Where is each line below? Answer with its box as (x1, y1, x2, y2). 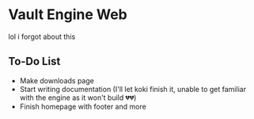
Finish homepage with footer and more (19, 102, 146, 111)
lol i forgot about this (8, 32, 76, 41)
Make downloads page (19, 75, 95, 85)
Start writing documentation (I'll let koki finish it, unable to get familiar (19, 84, 247, 94)
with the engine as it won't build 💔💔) (19, 93, 137, 102)
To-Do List (8, 55, 61, 68)
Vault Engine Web (8, 6, 128, 24)
